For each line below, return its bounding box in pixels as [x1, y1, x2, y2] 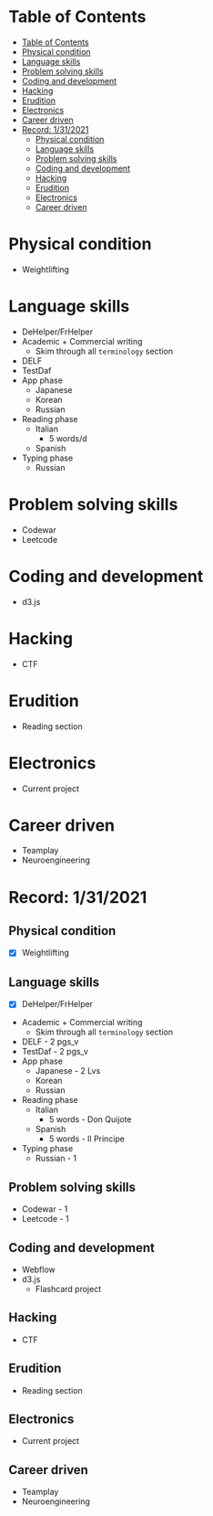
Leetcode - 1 [21, 1214, 69, 1224]
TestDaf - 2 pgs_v [21, 1046, 88, 1057]
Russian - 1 [35, 1153, 77, 1164]
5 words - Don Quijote [48, 1114, 133, 1125]
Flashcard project [35, 1284, 102, 1294]
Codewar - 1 [21, 1203, 68, 1214]
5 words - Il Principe [48, 1133, 125, 1144]
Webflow [21, 1264, 56, 1275]
